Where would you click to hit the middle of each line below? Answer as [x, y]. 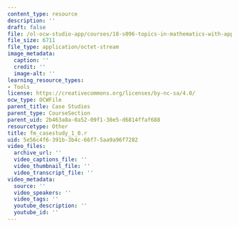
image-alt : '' [34, 73]
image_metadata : [31, 54]
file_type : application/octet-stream [63, 47]
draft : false [27, 27]
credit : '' [30, 67]
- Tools [19, 87]
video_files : [27, 147]
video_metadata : [31, 179]
